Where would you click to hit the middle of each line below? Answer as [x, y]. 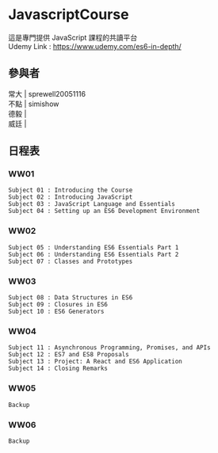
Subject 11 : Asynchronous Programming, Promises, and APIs [110, 348]
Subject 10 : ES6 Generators [56, 312]
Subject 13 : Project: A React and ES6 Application [95, 362]
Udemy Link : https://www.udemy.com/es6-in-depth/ [95, 46]
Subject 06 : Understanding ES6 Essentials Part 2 [94, 254]
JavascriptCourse [69, 15]
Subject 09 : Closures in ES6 [58, 305]
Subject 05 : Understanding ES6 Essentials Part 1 [94, 247]
